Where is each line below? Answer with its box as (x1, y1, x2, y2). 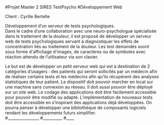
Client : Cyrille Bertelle (5, 14, 50, 19)
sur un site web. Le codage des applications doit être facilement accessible (5, 89, 157, 95)
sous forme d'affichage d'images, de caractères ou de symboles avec (5, 49, 146, 54)
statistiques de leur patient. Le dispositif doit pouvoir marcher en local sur (5, 79, 153, 85)
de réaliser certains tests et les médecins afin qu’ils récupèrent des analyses (5, 74, 160, 79)
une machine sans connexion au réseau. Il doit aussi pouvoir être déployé (5, 84, 153, 89)
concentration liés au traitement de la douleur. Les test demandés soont (5, 44, 150, 49)
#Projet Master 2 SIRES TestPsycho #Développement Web (5, 4, 123, 10)
